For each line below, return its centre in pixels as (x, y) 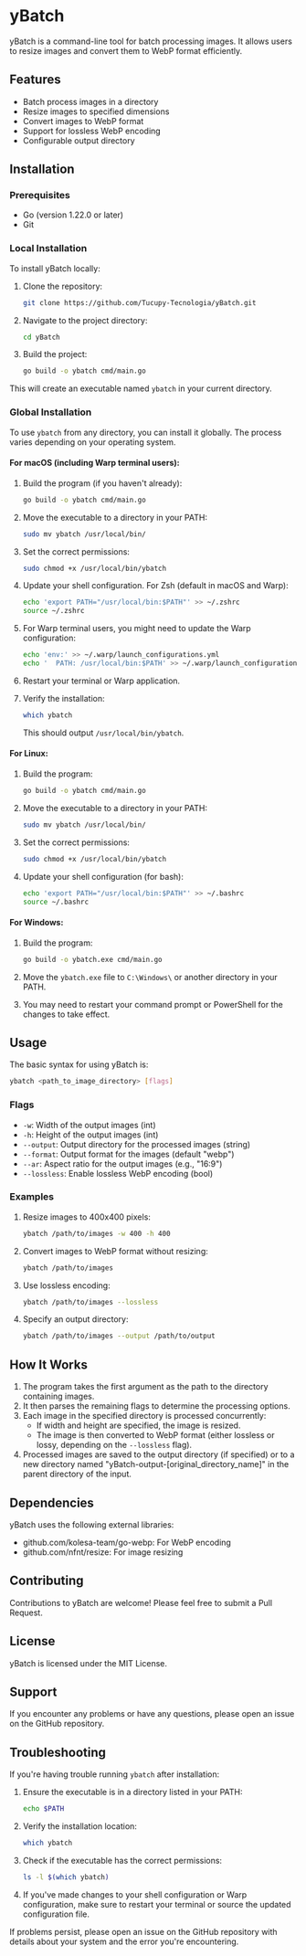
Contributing (47, 1581)
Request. (26, 1612)
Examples (32, 1197)
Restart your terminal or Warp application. (101, 681)
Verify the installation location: (79, 1826)
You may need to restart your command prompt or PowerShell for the (153, 1004)
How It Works (49, 1364)
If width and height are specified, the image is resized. (138, 1425)
